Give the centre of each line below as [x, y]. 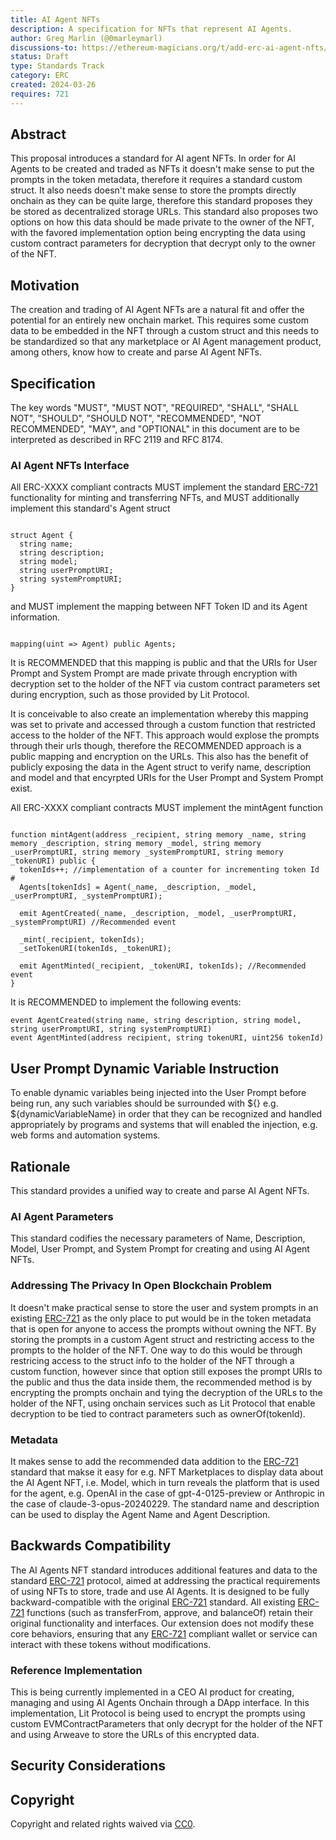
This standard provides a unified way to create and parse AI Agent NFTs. [160, 1190]
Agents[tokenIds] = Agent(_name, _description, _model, [138, 887]
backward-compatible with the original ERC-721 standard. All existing [153, 1602]
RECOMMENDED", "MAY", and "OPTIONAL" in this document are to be [155, 429]
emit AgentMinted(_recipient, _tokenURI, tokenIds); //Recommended [163, 966]
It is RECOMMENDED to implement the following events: [126, 1002]
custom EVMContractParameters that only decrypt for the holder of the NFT [167, 1723]
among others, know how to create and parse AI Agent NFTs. [136, 352]
